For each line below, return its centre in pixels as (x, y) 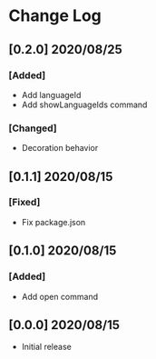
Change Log (55, 16)
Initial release (46, 347)
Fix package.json (54, 222)
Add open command (60, 296)
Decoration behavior (60, 148)
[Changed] (33, 128)
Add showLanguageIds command (84, 105)
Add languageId (51, 95)
